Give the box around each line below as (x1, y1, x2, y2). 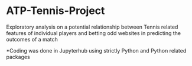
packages (6, 53, 31, 60)
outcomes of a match (6, 36, 58, 43)
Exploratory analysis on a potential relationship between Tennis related (6, 23, 178, 30)
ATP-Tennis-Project (6, 4, 105, 18)
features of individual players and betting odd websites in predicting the (6, 29, 181, 36)
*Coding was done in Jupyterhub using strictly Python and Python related (6, 47, 187, 54)
